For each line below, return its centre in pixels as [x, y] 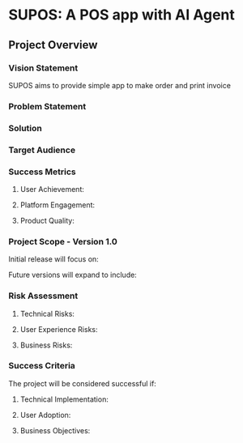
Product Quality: [47, 220]
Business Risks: [46, 345]
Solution [26, 128]
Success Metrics [43, 172]
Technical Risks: [47, 313]
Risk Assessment [43, 296]
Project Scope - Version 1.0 [63, 241]
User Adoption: [45, 415]
